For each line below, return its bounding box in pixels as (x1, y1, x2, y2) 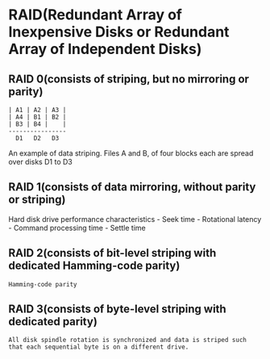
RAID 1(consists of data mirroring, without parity (8, 180, 256, 194)
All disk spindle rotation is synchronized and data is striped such (8, 336, 247, 344)
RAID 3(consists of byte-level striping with (8, 303, 227, 316)
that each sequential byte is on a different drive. (8, 343, 189, 352)
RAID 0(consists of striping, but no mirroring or (8, 72, 250, 86)
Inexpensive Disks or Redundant (8, 23, 230, 41)
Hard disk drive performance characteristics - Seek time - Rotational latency (8, 214, 262, 223)
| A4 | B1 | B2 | (8, 113, 67, 121)
